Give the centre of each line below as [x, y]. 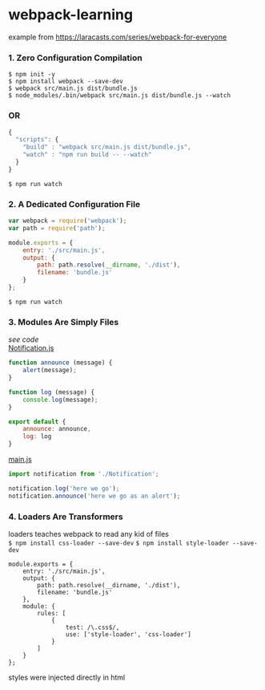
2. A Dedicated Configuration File [74, 204]
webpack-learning [71, 15]
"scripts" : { [37, 140]
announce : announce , [57, 429]
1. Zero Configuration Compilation [75, 58]
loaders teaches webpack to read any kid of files [89, 534]
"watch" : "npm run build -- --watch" [87, 155]
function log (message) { [51, 392]
